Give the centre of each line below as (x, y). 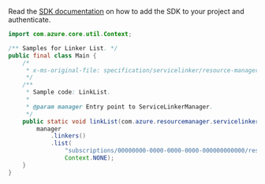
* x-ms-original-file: (63, 70)
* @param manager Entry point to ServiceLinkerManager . (119, 107)
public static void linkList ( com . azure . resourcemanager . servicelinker (141, 121)
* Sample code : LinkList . (68, 92)
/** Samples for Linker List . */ (63, 48)
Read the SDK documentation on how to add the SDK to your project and (126, 11)
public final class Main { (52, 55)
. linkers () (68, 136)
